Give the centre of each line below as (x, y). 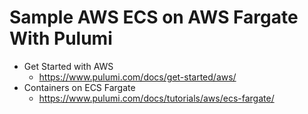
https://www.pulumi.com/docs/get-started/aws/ (137, 77)
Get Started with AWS (68, 66)
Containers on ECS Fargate (79, 87)
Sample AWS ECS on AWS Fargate (154, 17)
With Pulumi (61, 38)
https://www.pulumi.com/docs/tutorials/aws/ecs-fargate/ (156, 98)
